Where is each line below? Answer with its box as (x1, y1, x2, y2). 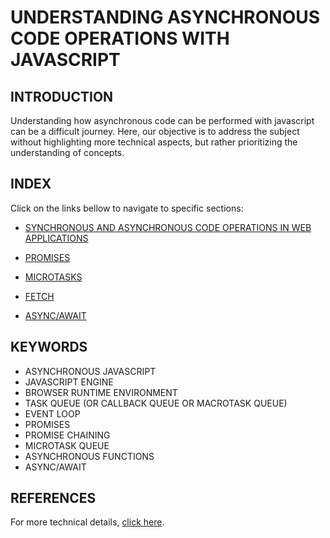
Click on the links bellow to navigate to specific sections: (10, 202, 244, 214)
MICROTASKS (24, 271, 83, 283)
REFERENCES (10, 490, 97, 507)
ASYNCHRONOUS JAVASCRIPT (24, 365, 157, 377)
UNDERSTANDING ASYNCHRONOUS (10, 6, 321, 29)
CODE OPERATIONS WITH (10, 27, 230, 50)
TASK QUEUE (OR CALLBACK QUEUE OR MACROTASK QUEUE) (24, 397, 288, 409)
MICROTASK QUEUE (24, 439, 110, 451)
